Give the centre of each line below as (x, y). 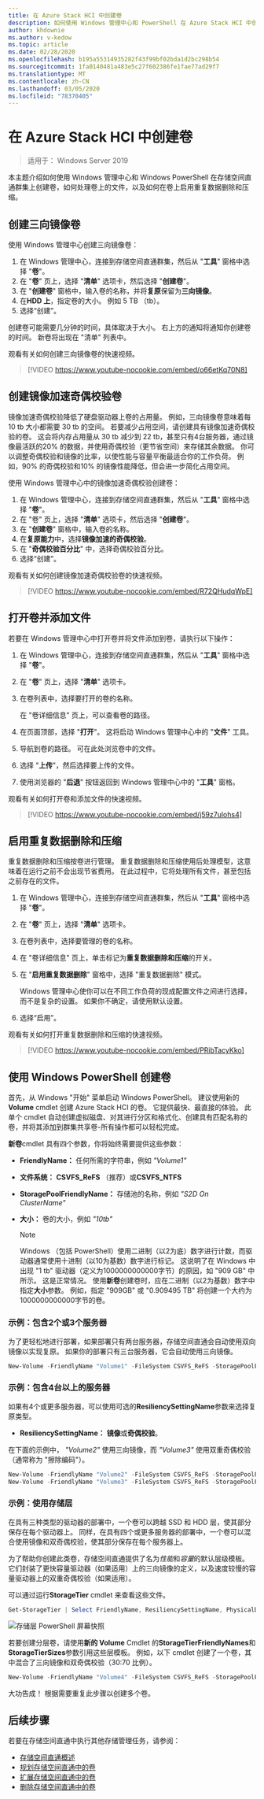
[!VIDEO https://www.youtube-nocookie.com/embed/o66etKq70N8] (137, 370)
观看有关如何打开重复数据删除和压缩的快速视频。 (87, 1035)
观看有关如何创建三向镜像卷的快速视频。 (73, 354)
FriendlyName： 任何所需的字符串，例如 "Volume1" (103, 1160)
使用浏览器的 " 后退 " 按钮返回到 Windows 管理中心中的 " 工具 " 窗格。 (129, 782)
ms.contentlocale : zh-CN (49, 81)
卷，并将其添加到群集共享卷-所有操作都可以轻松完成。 (96, 1127)
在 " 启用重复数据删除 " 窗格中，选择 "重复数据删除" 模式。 (112, 975)
